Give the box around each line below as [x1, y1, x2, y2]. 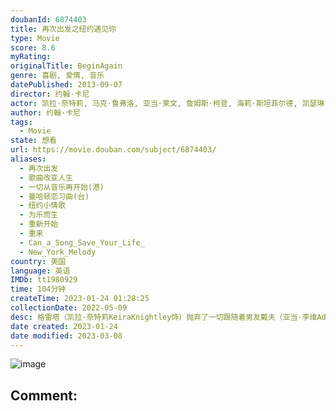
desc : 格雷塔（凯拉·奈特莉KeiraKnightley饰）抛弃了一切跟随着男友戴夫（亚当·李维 [10, 312, 318, 322]
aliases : [10, 154, 47, 164]
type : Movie [10, 33, 60, 43]
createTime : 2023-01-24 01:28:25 [10, 294, 150, 304]
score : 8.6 [10, 42, 56, 53]
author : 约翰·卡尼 [10, 107, 82, 118]
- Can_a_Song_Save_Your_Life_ [19, 237, 145, 248]
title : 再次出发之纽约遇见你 [10, 24, 117, 34]
